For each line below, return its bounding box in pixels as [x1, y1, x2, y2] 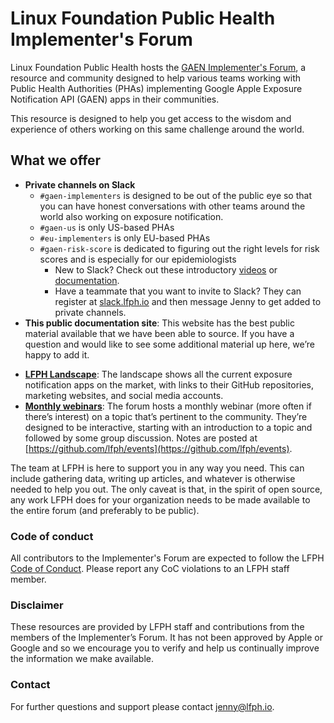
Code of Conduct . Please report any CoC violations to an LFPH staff [10, 563, 290, 575]
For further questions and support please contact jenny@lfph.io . [10, 700, 275, 712]
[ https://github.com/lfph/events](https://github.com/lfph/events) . [24, 442, 293, 454]
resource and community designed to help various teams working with [10, 72, 302, 84]
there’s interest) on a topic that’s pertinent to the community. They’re [24, 410, 308, 422]
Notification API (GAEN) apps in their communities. [10, 93, 220, 105]
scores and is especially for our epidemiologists [39, 253, 237, 265]
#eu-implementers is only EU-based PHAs [39, 232, 211, 244]
